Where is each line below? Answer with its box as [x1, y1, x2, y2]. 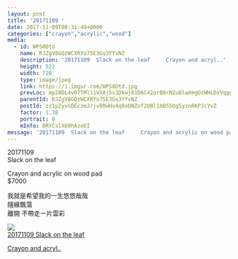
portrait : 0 [20, 115, 55, 122]
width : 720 [20, 69, 52, 76]
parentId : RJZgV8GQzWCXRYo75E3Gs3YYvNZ [20, 96, 138, 103]
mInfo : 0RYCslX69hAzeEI [20, 122, 91, 129]
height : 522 [20, 63, 55, 70]
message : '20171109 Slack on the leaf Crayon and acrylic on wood [7, 129, 223, 136]
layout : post [7, 10, 46, 18]
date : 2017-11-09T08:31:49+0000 [7, 23, 103, 30]
